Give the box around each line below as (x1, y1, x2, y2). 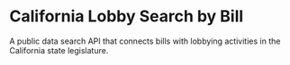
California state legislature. (9, 45, 109, 55)
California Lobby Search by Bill (9, 6, 244, 27)
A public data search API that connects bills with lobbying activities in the (9, 36, 281, 46)
